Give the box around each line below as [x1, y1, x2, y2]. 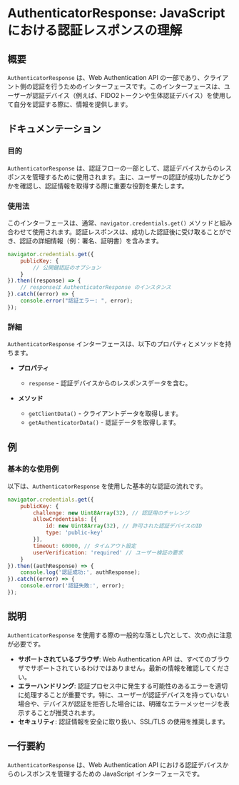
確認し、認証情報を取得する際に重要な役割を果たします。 [19, 181, 188, 190]
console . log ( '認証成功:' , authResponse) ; [20, 569, 141, 576]
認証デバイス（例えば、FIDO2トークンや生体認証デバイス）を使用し [31, 91, 232, 99]
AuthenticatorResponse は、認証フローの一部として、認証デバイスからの [7, 163, 220, 172]
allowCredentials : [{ [33, 516, 98, 523]
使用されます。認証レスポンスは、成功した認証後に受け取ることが [31, 227, 226, 236]
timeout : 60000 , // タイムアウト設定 [33, 542, 137, 549]
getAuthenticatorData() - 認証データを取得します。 [28, 418, 180, 427]
